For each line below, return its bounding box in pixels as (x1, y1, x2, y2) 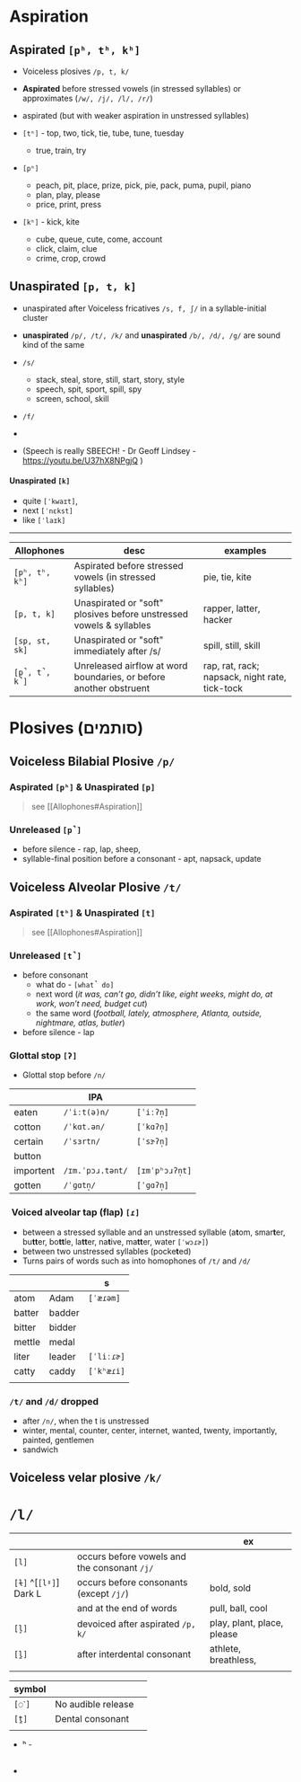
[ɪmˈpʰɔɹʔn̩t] (136, 1166, 193, 1176)
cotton (13, 1121, 42, 1133)
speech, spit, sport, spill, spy (35, 384, 142, 395)
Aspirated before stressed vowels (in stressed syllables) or (21, 84, 242, 93)
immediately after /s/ (73, 645, 161, 658)
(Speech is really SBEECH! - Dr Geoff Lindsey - (21, 445, 197, 456)
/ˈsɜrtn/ (63, 1137, 101, 1147)
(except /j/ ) (76, 1588, 130, 1600)
